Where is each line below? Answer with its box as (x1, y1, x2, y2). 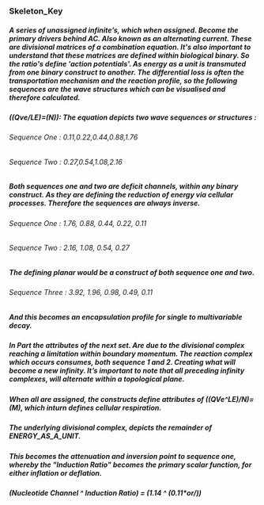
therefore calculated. (9, 93, 81, 102)
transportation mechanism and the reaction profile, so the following (9, 75, 238, 85)
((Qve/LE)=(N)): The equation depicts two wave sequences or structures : (9, 113, 257, 122)
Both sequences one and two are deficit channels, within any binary (9, 182, 239, 191)
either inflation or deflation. (9, 468, 102, 477)
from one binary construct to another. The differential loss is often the (9, 67, 244, 77)
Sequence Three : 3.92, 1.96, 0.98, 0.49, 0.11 (9, 288, 153, 297)
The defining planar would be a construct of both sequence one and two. (9, 268, 255, 277)
